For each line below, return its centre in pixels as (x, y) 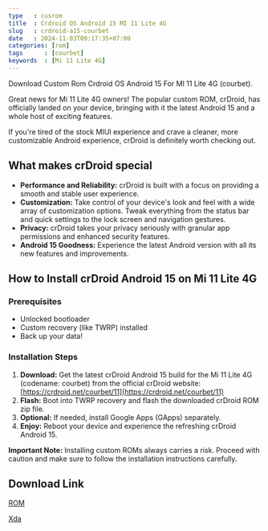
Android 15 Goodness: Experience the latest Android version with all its (138, 245)
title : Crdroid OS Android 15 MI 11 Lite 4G (87, 23)
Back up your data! (51, 336)
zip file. (32, 409)
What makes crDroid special (80, 166)
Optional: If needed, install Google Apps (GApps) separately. (120, 417)
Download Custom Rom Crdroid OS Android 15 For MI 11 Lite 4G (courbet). (130, 83)
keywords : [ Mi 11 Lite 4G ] (57, 61)
